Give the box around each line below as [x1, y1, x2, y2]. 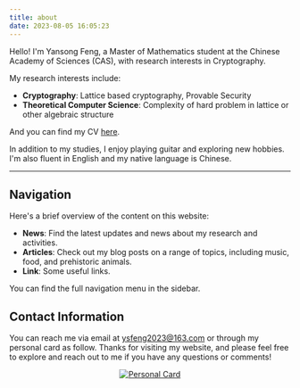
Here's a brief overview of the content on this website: [9, 211, 210, 221]
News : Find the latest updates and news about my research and [21, 228, 258, 239]
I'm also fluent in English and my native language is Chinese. [9, 153, 232, 163]
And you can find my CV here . [9, 126, 121, 136]
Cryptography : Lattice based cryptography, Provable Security [21, 90, 252, 101]
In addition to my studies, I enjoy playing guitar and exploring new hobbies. [9, 144, 285, 154]
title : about [9, 12, 58, 22]
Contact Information [9, 309, 125, 324]
